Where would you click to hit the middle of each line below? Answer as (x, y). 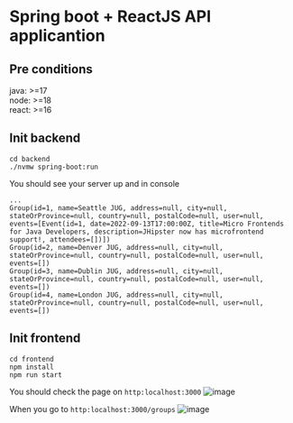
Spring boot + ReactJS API (110, 17)
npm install (32, 367)
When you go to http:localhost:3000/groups (92, 409)
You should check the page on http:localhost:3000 (105, 391)
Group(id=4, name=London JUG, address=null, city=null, (116, 295)
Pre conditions (51, 69)
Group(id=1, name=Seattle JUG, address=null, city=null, (119, 208)
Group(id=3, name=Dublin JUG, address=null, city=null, (116, 271)
